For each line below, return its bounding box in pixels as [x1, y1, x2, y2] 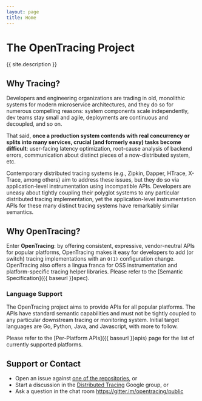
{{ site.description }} [6, 61, 58, 68]
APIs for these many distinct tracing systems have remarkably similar [6, 202, 179, 210]
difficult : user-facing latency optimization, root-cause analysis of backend [6, 145, 192, 153]
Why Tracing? [6, 78, 61, 89]
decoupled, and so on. [6, 120, 62, 128]
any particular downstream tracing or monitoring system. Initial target [6, 317, 180, 324]
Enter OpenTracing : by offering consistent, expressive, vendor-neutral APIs [6, 242, 195, 250]
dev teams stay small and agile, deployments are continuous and [6, 114, 169, 122]
